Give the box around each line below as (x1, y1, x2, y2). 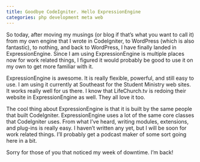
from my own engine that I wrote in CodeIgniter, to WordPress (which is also (6, 37, 195, 44)
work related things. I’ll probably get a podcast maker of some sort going (6, 130, 187, 138)
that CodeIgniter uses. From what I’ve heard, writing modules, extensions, (6, 118, 189, 125)
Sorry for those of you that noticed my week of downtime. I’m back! (6, 148, 174, 156)
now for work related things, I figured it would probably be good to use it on (6, 56, 193, 64)
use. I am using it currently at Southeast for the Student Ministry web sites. (6, 80, 191, 88)
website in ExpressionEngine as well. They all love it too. (6, 94, 145, 101)
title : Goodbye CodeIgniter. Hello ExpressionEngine (6, 8, 141, 15)
